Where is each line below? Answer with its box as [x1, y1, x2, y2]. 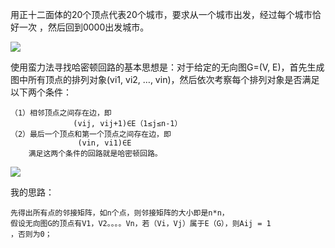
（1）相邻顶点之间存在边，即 [10, 108, 112, 118]
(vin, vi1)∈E [77, 138, 132, 148]
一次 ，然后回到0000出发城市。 [18, 21, 150, 33]
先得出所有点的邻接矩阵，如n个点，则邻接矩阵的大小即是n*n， [10, 208, 230, 218]
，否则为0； [10, 229, 53, 239]
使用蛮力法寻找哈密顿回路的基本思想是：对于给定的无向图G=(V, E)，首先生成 [10, 61, 325, 73]
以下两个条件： [10, 86, 72, 98]
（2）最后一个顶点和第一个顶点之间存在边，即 [10, 129, 172, 139]
